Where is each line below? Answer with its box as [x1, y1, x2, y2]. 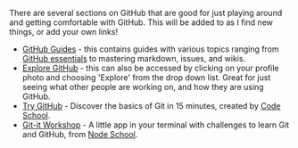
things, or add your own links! [9, 27, 119, 37]
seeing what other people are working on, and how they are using [21, 82, 265, 92]
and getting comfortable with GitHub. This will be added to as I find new [9, 17, 274, 28]
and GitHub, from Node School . [21, 129, 138, 139]
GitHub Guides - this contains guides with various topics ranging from [21, 44, 279, 54]
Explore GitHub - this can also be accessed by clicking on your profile [21, 62, 279, 73]
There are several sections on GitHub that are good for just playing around [9, 8, 283, 18]
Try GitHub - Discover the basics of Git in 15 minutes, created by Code [21, 101, 281, 111]
